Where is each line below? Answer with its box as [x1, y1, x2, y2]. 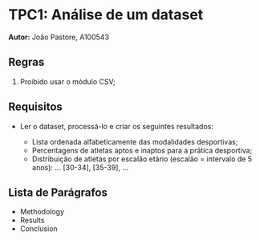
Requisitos [8, 100, 63, 114]
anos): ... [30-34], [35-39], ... [31, 162, 129, 172]
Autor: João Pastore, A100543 [8, 32, 110, 42]
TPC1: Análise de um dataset [8, 6, 204, 24]
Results [19, 215, 45, 226]
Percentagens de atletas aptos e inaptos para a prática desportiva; [31, 145, 253, 155]
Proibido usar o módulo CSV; [19, 76, 116, 86]
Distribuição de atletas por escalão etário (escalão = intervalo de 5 [31, 154, 253, 164]
